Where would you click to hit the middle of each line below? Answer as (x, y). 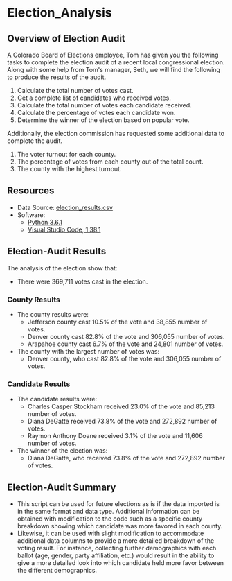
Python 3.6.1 (45, 222)
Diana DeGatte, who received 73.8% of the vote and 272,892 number (126, 458)
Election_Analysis (60, 13)
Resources (31, 191)
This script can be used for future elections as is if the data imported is (118, 504)
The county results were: (53, 314)
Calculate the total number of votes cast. (75, 90)
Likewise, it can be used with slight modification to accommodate (110, 534)
